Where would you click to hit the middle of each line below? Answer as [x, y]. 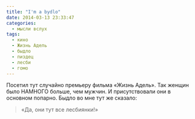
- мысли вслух [29, 29]
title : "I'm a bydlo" [34, 12]
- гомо [20, 68]
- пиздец [23, 57]
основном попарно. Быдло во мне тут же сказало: [72, 98]
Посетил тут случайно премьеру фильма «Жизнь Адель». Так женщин [97, 85]
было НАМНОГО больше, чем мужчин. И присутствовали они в [89, 92]
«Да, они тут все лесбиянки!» [60, 110]
